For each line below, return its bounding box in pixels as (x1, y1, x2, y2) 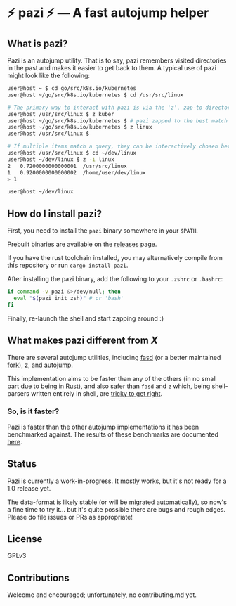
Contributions (7, 572, 70, 584)
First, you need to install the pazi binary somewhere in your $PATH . (7, 226, 199, 235)
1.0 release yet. (7, 484, 51, 492)
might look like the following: (7, 71, 90, 79)
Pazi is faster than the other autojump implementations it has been (7, 423, 199, 431)
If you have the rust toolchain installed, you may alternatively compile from (7, 254, 223, 262)
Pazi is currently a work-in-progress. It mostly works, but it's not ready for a (7, 477, 227, 485)
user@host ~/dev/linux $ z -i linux (7, 155, 114, 163)
